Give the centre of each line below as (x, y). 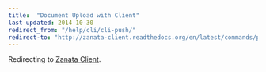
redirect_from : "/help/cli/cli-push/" (72, 30)
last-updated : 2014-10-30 (51, 23)
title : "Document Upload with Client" (74, 15)
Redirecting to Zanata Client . (55, 59)
